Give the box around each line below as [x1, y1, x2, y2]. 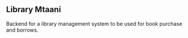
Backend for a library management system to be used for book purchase [6, 20, 183, 27]
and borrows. [6, 26, 39, 33]
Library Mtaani [6, 5, 61, 15]
